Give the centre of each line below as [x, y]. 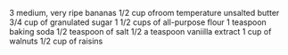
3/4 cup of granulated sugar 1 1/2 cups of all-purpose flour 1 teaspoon [138, 22]
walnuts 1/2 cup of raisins [56, 41]
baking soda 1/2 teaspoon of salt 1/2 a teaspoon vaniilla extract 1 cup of [140, 31]
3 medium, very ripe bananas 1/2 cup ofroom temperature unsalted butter [144, 13]
